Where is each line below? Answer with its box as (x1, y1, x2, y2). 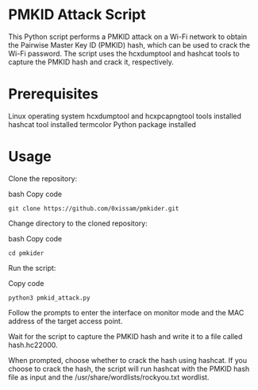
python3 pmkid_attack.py (8, 294, 90, 302)
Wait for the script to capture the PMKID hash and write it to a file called (8, 331, 243, 341)
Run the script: (8, 263, 56, 272)
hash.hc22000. (8, 340, 58, 349)
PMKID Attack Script (8, 6, 146, 24)
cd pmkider (8, 249, 44, 257)
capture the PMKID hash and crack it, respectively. (8, 57, 175, 67)
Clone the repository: (8, 173, 78, 183)
